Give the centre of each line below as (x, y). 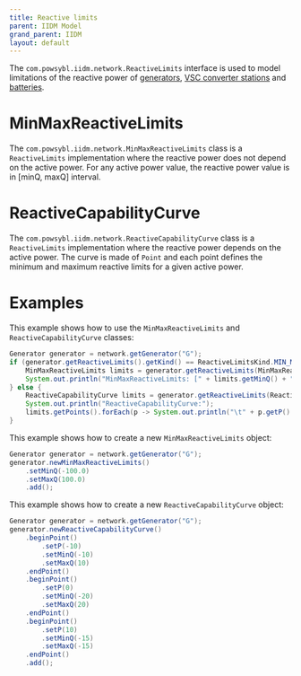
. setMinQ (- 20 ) (68, 597)
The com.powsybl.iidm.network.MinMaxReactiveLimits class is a (126, 148)
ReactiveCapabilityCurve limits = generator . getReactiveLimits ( (148, 396)
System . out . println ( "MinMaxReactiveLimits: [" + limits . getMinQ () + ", (162, 379)
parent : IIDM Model (46, 26)
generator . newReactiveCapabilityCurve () (86, 530)
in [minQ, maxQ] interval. (55, 177)
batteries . (27, 87)
